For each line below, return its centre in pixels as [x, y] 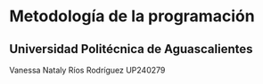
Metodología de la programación [132, 16]
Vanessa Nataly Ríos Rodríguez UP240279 [87, 70]
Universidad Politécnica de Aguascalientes [131, 49]
